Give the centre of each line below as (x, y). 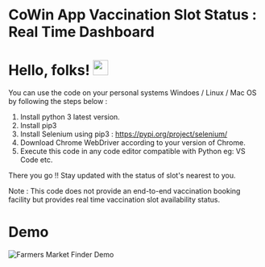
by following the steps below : (58, 102)
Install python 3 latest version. (70, 117)
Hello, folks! (49, 71)
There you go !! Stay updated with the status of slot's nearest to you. (122, 176)
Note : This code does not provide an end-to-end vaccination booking (124, 191)
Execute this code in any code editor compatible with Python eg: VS (132, 152)
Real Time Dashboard (81, 32)
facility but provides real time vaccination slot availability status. (114, 200)
